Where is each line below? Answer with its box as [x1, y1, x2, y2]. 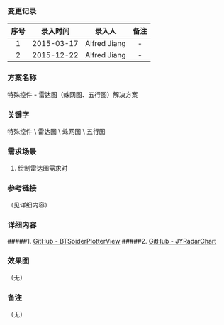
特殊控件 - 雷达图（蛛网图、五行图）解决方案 [7, 90, 138, 98]
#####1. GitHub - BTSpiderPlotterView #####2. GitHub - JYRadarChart [7, 236, 217, 245]
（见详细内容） [7, 200, 51, 210]
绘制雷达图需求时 [17, 164, 68, 173]
